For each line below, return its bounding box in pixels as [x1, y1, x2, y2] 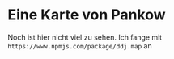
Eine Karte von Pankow [7, 6, 167, 24]
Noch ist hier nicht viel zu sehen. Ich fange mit [7, 32, 163, 42]
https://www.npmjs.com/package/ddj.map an [7, 40, 152, 50]
